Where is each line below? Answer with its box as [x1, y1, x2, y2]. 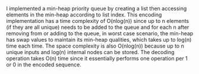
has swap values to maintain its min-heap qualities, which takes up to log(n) [6, 36, 192, 43]
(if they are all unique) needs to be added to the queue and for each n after [6, 23, 189, 31]
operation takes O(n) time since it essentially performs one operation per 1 [6, 55, 188, 62]
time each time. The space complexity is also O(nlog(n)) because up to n [6, 42, 184, 49]
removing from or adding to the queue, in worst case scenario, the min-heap [6, 30, 194, 37]
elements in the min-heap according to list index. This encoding [6, 11, 162, 18]
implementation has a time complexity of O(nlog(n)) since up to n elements [6, 18, 189, 24]
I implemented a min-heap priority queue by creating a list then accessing [6, 5, 187, 12]
